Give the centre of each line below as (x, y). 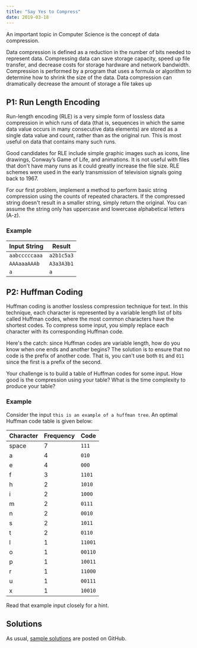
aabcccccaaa (26, 255)
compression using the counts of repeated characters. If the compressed (96, 196)
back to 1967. (22, 178)
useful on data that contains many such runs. (61, 142)
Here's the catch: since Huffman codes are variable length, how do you (93, 343)
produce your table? (31, 386)
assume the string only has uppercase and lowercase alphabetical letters (96, 209)
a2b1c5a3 (61, 255)
